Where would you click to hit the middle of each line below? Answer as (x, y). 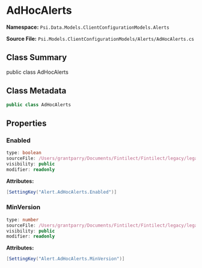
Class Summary (37, 58)
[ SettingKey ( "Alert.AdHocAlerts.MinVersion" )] (66, 259)
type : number (23, 219)
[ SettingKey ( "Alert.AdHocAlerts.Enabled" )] (62, 192)
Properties (26, 123)
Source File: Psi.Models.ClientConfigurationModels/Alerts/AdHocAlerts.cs (100, 38)
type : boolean (24, 153)
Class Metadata (36, 91)
